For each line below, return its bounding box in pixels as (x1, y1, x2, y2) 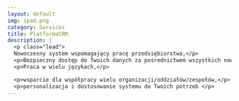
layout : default (7, 10, 55, 18)
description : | (7, 37, 53, 44)
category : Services (7, 23, 65, 31)
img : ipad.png (7, 17, 50, 24)
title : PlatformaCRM (7, 30, 69, 38)
